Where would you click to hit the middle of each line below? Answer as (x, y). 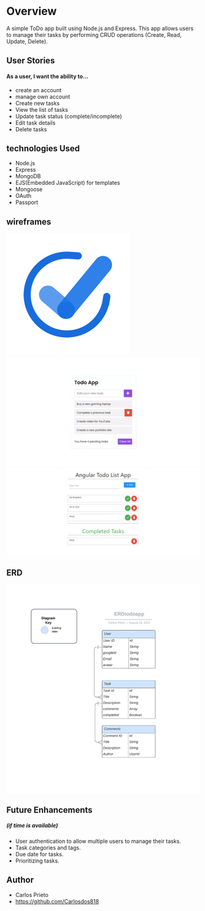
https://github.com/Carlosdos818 (57, 901)
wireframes (29, 221)
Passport (27, 202)
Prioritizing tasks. (37, 861)
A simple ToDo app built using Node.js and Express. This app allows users (100, 28)
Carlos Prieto (32, 894)
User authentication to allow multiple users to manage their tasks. (98, 841)
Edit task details (35, 123)
